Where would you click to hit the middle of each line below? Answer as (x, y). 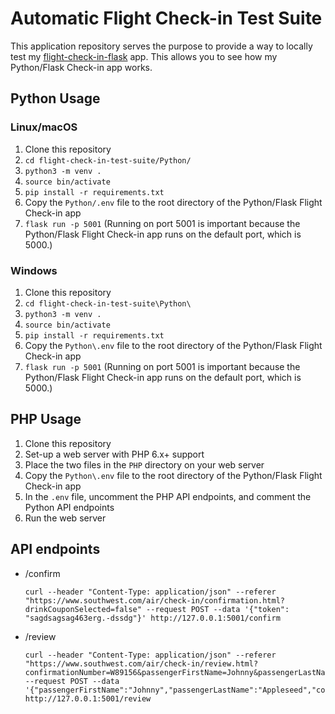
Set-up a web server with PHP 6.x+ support (114, 454)
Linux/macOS (44, 127)
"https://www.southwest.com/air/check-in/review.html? (141, 663)
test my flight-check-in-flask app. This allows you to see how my (144, 56)
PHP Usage (46, 419)
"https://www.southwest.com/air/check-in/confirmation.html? (155, 600)
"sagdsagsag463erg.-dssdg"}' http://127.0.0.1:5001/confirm (152, 618)
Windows (34, 270)
